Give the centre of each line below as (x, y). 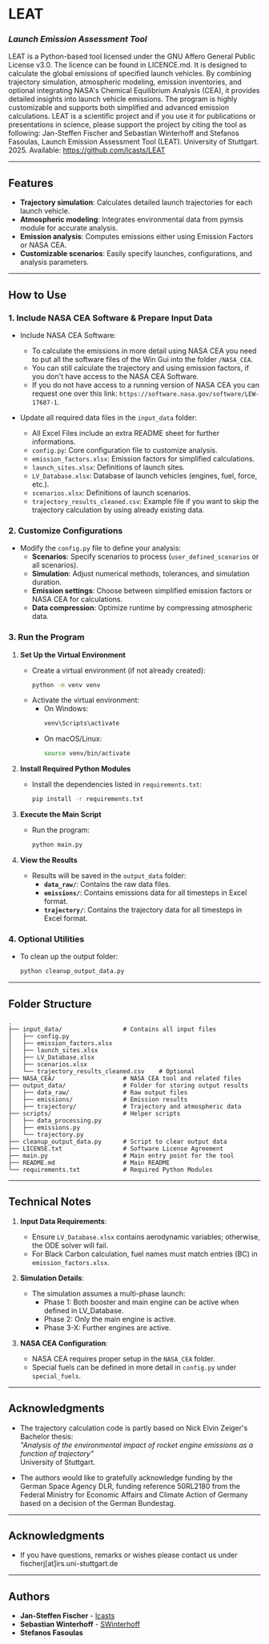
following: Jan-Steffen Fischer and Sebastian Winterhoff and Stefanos (124, 133)
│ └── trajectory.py (46, 1134)
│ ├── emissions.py (44, 1127)
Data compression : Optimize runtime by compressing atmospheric (142, 608)
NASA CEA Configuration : (64, 1343)
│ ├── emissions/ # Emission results (98, 1099)
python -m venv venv (66, 685)
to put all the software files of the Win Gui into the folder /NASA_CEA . (143, 359)
